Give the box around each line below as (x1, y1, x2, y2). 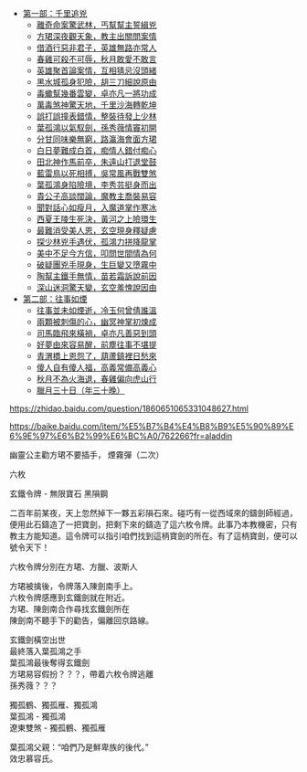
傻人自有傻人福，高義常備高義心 (36, 362, 157, 373)
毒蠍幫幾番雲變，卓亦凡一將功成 (36, 88, 157, 99)
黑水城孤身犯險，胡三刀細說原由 (36, 77, 157, 87)
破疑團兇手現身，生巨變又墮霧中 (36, 259, 157, 270)
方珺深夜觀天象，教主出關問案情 (36, 31, 157, 41)
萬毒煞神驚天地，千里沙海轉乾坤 (36, 100, 157, 110)
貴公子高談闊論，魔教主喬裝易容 (36, 191, 157, 201)
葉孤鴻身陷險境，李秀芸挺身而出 (36, 179, 157, 190)
